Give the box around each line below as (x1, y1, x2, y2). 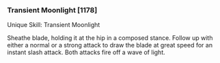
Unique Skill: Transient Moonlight (7, 21, 100, 29)
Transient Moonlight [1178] (7, 5, 98, 15)
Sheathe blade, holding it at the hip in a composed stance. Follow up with (7, 34, 213, 42)
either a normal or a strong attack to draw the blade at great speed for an (7, 41, 213, 49)
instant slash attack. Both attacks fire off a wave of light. (7, 48, 165, 56)
